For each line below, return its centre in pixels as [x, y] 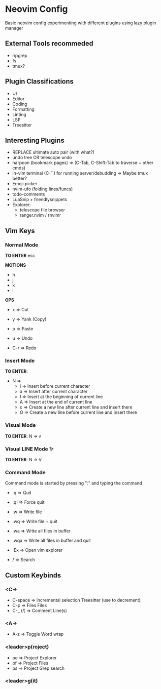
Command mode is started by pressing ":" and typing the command [74, 483]
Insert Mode [20, 361]
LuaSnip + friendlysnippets [40, 200]
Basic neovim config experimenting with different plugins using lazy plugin [81, 23]
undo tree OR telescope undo [42, 158]
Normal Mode [22, 244]
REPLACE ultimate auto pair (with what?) [53, 152]
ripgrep [20, 55]
